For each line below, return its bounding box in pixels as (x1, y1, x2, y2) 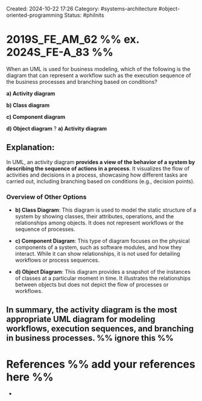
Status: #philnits (64, 11, 104, 19)
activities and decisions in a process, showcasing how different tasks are (6, 171, 188, 178)
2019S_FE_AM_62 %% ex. (6, 33, 140, 46)
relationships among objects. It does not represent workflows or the (14, 219, 184, 227)
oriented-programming (6, 11, 63, 19)
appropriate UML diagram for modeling (6, 314, 156, 324)
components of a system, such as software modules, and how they (14, 244, 182, 251)
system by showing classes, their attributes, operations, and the (14, 213, 174, 220)
